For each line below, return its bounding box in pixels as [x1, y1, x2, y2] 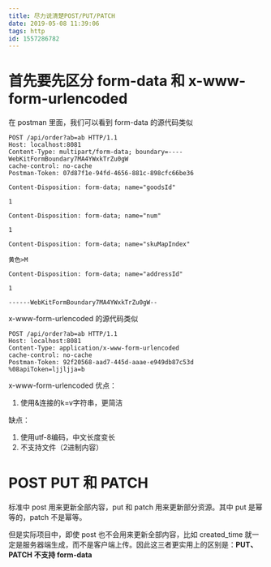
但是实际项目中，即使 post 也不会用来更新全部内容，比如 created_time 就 [8, 530, 252, 539]
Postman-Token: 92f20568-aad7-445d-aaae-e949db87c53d [8, 359, 195, 367]
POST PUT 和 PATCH [8, 474, 148, 492]
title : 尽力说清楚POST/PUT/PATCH [8, 11, 115, 20]
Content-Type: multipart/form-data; [8, 148, 132, 157]
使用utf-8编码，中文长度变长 [19, 432, 116, 442]
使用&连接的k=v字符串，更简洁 [19, 398, 123, 408]
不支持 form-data [33, 550, 92, 560]
